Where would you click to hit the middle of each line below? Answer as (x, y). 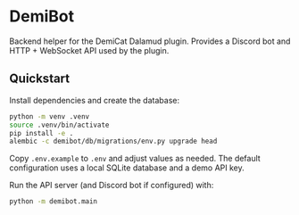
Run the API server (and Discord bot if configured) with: (112, 186)
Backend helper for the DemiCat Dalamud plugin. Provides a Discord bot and (150, 41)
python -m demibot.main (54, 202)
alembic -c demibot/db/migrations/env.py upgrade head (113, 141)
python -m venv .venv (50, 116)
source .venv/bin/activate (59, 125)
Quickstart (40, 79)
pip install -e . (42, 133)
